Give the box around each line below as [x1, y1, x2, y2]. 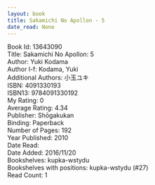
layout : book [7, 10, 46, 18]
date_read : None [7, 23, 55, 30]
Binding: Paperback [7, 119, 65, 127]
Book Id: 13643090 [7, 43, 62, 51]
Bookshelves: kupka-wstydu [7, 156, 90, 165]
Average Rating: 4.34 [7, 103, 68, 113]
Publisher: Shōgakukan [7, 111, 74, 120]
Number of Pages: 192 [7, 126, 72, 134]
